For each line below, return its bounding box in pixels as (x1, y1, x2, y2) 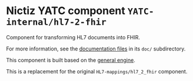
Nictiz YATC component (6, 4, 125, 18)
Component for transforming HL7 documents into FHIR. (6, 33, 140, 41)
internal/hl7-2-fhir (6, 16, 107, 28)
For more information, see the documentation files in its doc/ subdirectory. (6, 45, 186, 52)
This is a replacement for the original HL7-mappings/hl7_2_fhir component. (6, 67, 188, 75)
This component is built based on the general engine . (6, 56, 135, 63)
